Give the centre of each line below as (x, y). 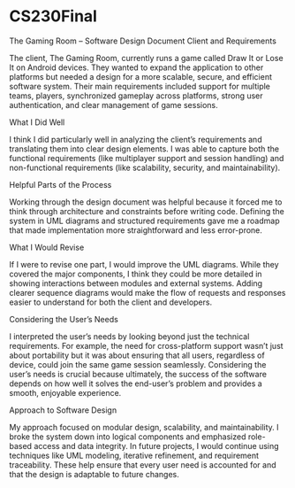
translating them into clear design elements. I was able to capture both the (144, 149)
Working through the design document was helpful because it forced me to (146, 202)
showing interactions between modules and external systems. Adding (136, 283)
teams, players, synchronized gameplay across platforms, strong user (136, 96)
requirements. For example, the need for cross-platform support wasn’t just (147, 345)
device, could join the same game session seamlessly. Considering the (138, 364)
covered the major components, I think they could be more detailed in (136, 274)
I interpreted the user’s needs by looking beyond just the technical (129, 336)
